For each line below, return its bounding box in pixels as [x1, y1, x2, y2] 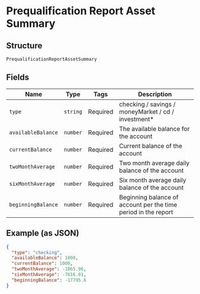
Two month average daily [118, 159, 190, 167]
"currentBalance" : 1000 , [11, 261, 73, 267]
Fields [6, 73, 30, 83]
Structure [6, 40, 43, 51]
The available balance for [118, 124, 190, 133]
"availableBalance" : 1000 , [11, 255, 79, 261]
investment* [118, 115, 154, 123]
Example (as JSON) [6, 228, 79, 239]
